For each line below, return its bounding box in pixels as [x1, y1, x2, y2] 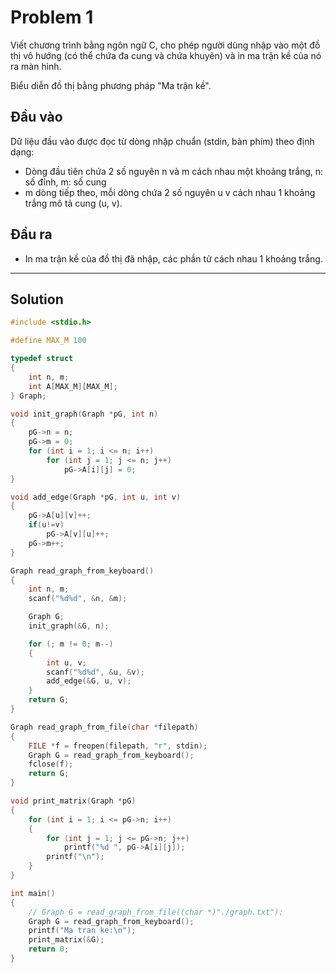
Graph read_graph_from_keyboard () [10, 566, 155, 576]
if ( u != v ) [28, 520, 65, 530]
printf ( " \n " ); [46, 852, 105, 862]
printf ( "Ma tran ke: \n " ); [28, 926, 137, 936]
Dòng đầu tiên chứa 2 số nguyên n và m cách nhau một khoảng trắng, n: [24, 165, 324, 177]
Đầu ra [10, 226, 53, 243]
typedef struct [10, 354, 74, 364]
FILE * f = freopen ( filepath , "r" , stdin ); [28, 741, 208, 751]
